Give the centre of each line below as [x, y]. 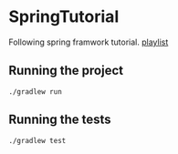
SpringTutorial [64, 17]
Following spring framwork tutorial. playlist [89, 42]
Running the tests [60, 120]
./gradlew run [36, 92]
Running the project [66, 71]
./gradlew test [37, 140]
